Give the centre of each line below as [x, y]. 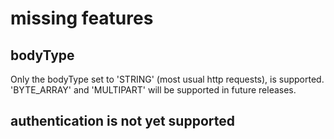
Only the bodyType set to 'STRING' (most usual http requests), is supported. [167, 79]
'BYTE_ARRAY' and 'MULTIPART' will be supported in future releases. [153, 90]
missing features [82, 18]
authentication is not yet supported [122, 121]
